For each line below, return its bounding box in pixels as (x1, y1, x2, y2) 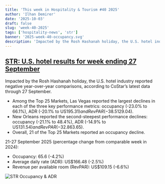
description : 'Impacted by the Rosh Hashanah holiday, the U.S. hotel (5, 39, 153, 44)
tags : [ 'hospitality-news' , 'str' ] (5, 30, 78, 35)
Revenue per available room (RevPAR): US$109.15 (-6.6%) (12, 164, 129, 170)
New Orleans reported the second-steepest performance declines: (12, 113, 148, 119)
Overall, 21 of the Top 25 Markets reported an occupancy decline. (12, 129, 145, 135)
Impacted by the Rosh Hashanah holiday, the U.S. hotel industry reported (5, 78, 153, 84)
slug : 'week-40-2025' (5, 26, 50, 30)
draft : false (5, 21, 32, 26)
